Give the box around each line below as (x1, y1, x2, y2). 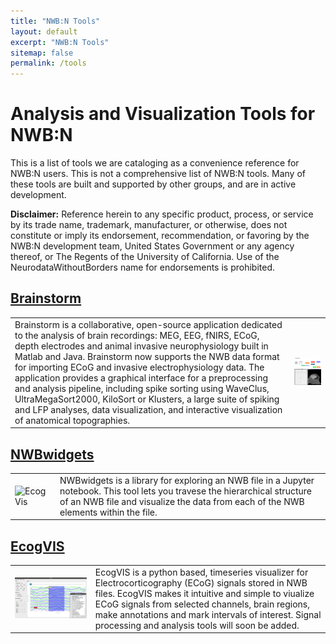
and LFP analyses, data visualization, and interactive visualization (14, 403, 283, 415)
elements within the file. (59, 506, 158, 518)
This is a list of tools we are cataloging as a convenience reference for (10, 157, 300, 169)
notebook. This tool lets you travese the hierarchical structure (59, 485, 312, 497)
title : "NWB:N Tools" (10, 16, 101, 26)
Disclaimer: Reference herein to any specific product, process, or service (10, 208, 314, 220)
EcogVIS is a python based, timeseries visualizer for (94, 566, 309, 578)
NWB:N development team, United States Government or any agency (10, 240, 295, 252)
